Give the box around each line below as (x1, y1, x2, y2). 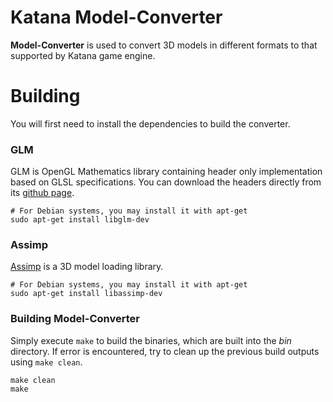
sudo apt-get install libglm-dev (10, 215, 150, 225)
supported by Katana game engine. (10, 49, 156, 61)
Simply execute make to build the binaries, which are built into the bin (10, 334, 292, 346)
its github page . (10, 187, 75, 199)
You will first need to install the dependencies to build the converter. (10, 117, 291, 130)
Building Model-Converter (10, 312, 140, 326)
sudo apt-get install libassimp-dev (10, 289, 163, 299)
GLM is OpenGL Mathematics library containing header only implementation (10, 166, 323, 178)
